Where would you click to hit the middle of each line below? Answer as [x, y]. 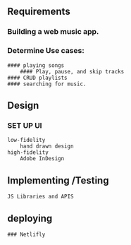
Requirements [39, 12]
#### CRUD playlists [38, 78]
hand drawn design [47, 147]
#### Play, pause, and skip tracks [72, 71]
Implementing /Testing [58, 180]
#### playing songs [36, 65]
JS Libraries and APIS [40, 197]
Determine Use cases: [46, 51]
